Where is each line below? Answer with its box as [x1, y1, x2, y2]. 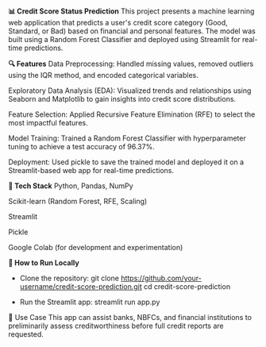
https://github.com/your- [120, 273, 202, 283]
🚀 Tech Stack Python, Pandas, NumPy [8, 181, 133, 191]
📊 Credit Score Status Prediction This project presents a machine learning [8, 6, 255, 16]
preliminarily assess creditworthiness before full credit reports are [8, 321, 224, 330]
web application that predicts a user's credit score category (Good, [8, 18, 228, 27]
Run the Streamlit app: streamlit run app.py [19, 297, 160, 307]
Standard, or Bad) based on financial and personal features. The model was [8, 26, 256, 36]
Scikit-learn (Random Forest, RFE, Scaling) [8, 197, 148, 206]
